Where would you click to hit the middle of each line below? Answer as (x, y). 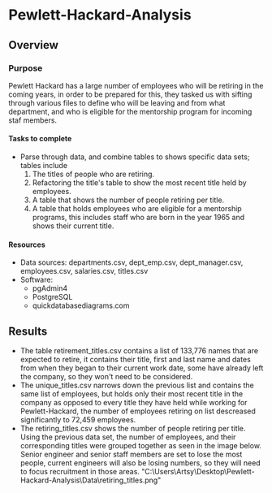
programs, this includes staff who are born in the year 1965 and (138, 218)
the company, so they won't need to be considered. (106, 377)
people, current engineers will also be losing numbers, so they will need (140, 463)
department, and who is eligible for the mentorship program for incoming (130, 111)
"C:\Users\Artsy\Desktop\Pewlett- (198, 472)
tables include (43, 166)
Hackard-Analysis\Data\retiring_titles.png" (91, 480)
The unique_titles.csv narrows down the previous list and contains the (137, 385)
